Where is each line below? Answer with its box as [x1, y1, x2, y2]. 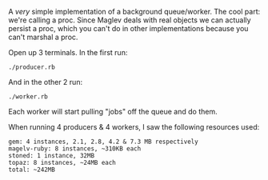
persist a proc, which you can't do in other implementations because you [8, 24, 249, 33]
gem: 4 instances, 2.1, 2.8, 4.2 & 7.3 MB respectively [8, 138, 198, 146]
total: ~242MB [8, 166, 56, 174]
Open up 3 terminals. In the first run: [8, 48, 128, 57]
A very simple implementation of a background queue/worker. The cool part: [8, 7, 261, 16]
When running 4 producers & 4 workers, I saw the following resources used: [8, 122, 260, 131]
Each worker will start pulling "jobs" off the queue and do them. [8, 107, 218, 116]
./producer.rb [8, 63, 56, 71]
